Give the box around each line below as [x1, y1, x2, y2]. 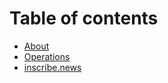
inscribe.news [23, 61, 82, 73]
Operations [23, 50, 71, 62]
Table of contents [9, 7, 159, 30]
